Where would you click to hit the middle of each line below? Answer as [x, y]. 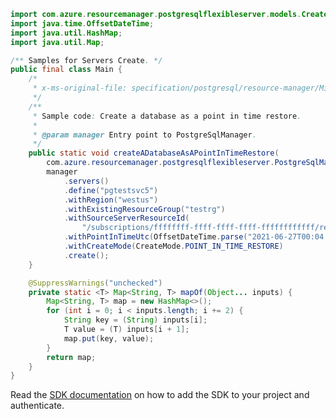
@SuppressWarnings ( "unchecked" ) [95, 283]
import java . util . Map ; [57, 42]
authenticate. [37, 406]
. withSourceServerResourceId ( [126, 218]
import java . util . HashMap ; [66, 33]
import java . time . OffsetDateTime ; [82, 23]
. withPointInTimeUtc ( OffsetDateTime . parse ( [155, 237]
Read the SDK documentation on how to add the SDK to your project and [160, 395]
